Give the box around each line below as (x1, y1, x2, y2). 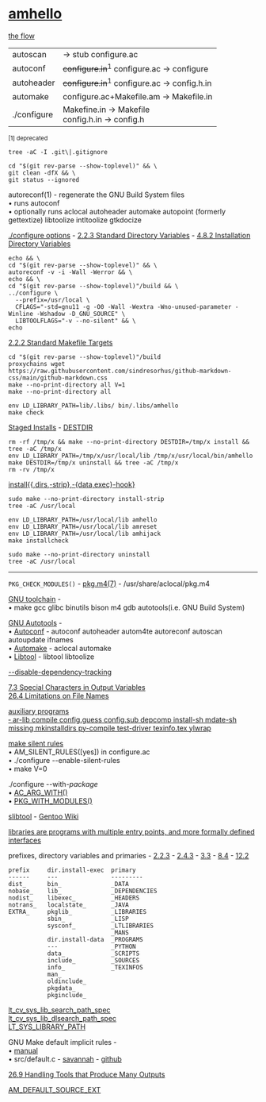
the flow (8, 31, 36, 40)
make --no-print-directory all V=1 (8, 380, 126, 389)
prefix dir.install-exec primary (8, 866, 136, 874)
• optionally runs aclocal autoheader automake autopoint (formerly (8, 206, 226, 216)
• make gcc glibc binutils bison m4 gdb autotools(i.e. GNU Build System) (8, 603, 245, 612)
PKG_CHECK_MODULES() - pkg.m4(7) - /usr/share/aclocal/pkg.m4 (8, 579, 210, 588)
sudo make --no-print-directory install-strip (8, 495, 165, 503)
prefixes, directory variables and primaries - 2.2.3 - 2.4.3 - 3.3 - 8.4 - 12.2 (8, 850, 249, 860)
